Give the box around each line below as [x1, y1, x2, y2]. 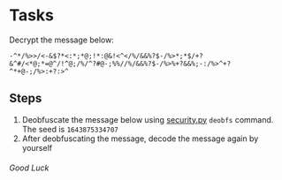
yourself [21, 142, 53, 153]
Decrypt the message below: [9, 34, 115, 45]
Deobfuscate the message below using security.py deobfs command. [21, 114, 274, 124]
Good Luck [9, 162, 50, 173]
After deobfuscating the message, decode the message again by [21, 133, 259, 144]
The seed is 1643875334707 [21, 124, 119, 134]
